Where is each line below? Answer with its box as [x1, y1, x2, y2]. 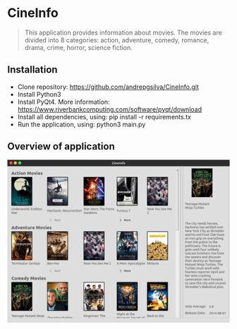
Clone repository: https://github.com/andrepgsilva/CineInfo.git [17, 83, 200, 91]
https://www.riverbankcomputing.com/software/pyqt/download [17, 104, 202, 114]
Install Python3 [17, 90, 61, 98]
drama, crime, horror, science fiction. [24, 43, 133, 52]
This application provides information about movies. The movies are [24, 28, 222, 37]
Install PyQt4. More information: [17, 97, 111, 106]
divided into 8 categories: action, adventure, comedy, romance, [24, 35, 209, 44]
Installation [7, 64, 58, 76]
